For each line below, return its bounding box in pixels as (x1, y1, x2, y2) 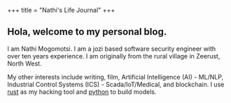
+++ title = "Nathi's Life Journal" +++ (7, 6, 115, 14)
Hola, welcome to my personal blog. (7, 26, 167, 38)
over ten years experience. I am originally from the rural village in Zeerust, (7, 51, 220, 60)
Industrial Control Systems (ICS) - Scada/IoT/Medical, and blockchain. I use (7, 80, 225, 88)
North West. (7, 59, 42, 68)
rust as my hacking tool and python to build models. (7, 87, 157, 96)
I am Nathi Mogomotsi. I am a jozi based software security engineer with (7, 45, 216, 53)
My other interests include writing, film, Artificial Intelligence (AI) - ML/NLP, (7, 72, 224, 81)
